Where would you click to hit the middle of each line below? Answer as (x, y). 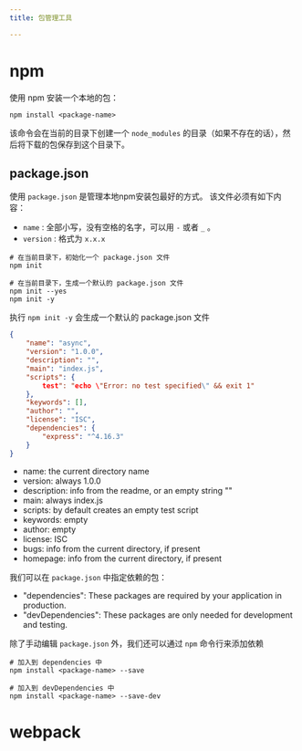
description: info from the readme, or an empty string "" (127, 490)
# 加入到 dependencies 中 (56, 662)
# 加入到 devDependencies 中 (62, 688)
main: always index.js (62, 500)
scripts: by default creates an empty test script (110, 510)
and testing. (45, 624)
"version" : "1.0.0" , (65, 352)
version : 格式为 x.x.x (64, 239)
